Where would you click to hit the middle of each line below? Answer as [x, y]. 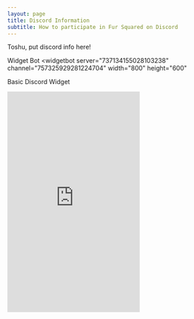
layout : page [26, 14]
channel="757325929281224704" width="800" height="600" [97, 68]
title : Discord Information [49, 20]
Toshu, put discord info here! [49, 47]
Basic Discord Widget [39, 82]
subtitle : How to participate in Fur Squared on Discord [93, 27]
